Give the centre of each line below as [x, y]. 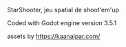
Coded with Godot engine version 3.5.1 [62, 23]
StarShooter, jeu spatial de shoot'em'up [63, 10]
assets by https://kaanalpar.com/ [54, 36]
